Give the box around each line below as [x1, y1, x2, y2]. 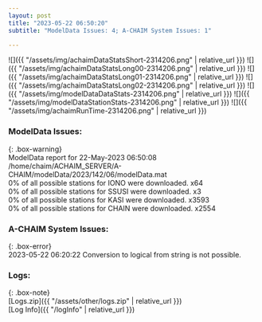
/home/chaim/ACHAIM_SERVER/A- [8, 161, 122, 171]
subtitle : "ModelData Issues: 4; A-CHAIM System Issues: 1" [8, 26, 213, 34]
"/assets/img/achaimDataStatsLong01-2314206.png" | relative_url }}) [18, 73, 244, 82]
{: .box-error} [8, 241, 52, 251]
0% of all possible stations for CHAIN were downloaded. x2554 [8, 203, 217, 213]
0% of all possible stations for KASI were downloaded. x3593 [8, 194, 209, 204]
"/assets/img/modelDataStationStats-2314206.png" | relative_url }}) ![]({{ [8, 97, 248, 108]
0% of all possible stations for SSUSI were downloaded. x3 [8, 187, 201, 196]
